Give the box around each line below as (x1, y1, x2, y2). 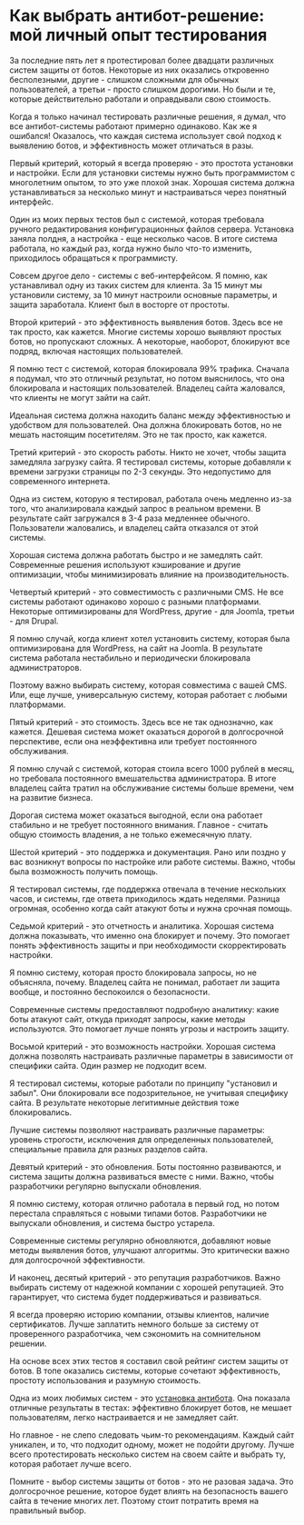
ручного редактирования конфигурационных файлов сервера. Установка (9, 224, 295, 234)
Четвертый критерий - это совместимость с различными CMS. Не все (9, 586, 284, 597)
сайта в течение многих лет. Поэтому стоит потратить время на (9, 1495, 259, 1506)
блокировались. (9, 1106, 73, 1118)
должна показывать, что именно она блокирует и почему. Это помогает (9, 930, 290, 941)
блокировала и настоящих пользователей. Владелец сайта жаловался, (9, 383, 286, 394)
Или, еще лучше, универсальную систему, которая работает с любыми (9, 689, 288, 700)
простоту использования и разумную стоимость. (9, 1374, 201, 1386)
